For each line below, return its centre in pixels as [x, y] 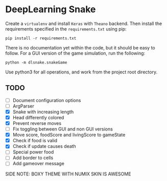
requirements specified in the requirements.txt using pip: [66, 29]
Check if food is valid [35, 141]
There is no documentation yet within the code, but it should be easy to [80, 47]
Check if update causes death [44, 146]
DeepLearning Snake [51, 9]
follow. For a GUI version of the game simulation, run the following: [75, 53]
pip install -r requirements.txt [41, 38]
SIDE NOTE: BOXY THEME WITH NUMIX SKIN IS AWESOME [68, 174]
